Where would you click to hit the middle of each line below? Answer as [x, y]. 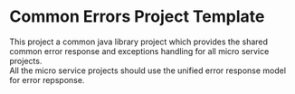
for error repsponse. [47, 80]
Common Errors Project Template [137, 17]
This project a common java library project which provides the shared [139, 42]
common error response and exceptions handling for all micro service [139, 51]
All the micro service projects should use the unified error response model [148, 70]
